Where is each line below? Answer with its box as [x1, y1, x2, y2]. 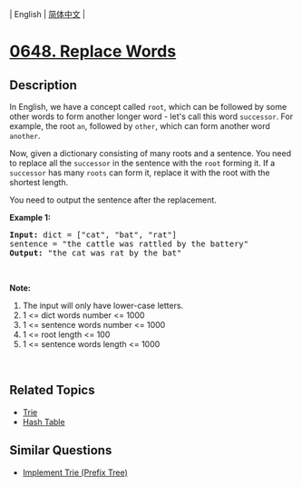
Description [9, 77, 77, 93]
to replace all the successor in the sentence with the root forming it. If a [9, 158, 276, 168]
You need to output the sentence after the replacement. [9, 194, 218, 205]
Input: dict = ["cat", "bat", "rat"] [9, 230, 178, 240]
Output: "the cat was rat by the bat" [9, 248, 182, 258]
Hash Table [22, 416, 65, 427]
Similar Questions [9, 442, 112, 458]
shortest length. [9, 177, 69, 187]
